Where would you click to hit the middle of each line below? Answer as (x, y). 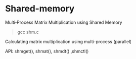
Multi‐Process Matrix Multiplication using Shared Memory (64, 22)
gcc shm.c (28, 32)
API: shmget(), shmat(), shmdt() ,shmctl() (47, 51)
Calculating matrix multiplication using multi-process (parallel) (68, 41)
